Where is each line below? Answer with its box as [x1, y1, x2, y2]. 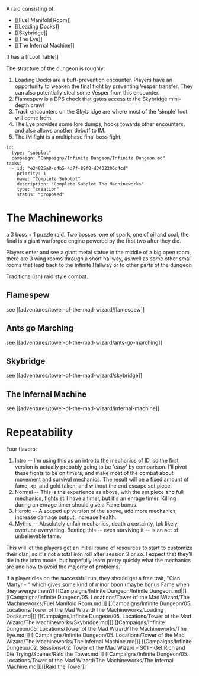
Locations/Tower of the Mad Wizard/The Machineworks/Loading [6, 606, 164, 614]
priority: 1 [17, 171, 46, 177]
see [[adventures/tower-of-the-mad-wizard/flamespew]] [6, 306, 145, 313]
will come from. [14, 114, 53, 121]
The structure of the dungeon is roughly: [6, 65, 105, 72]
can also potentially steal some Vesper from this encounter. [14, 89, 160, 96]
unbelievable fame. [14, 533, 62, 540]
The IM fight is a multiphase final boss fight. [14, 133, 123, 140]
